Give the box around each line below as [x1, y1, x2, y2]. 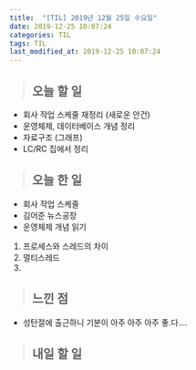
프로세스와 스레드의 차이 [22, 241, 109, 252]
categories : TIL [9, 30, 71, 39]
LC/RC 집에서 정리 [22, 143, 89, 154]
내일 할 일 [31, 345, 83, 361]
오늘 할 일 [31, 83, 83, 98]
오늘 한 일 [31, 172, 83, 188]
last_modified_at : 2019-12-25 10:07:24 [9, 47, 161, 57]
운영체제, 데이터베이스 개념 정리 [22, 120, 135, 131]
